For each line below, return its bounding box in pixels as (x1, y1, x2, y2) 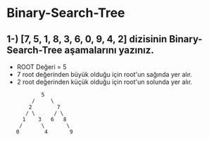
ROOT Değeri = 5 (16, 63, 68, 71)
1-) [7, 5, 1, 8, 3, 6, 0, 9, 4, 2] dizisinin (6, 33, 167, 45)
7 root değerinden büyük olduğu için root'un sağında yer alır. (16, 70, 193, 78)
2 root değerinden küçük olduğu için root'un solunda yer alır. (16, 78, 193, 86)
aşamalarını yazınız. (64, 44, 154, 56)
